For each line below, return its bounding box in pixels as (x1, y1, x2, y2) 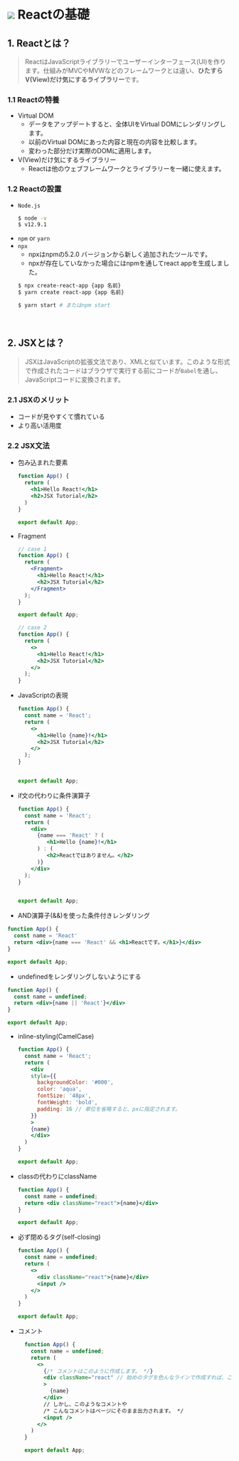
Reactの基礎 (17, 6, 90, 23)
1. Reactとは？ (7, 37, 71, 49)
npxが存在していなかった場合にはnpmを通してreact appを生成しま (28, 259, 223, 268)
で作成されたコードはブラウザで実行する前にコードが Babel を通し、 (24, 366, 222, 375)
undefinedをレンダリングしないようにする (17, 972, 142, 981)
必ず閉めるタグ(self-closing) (17, 1233, 101, 1241)
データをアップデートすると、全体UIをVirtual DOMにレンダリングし (28, 120, 226, 128)
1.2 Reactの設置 (7, 184, 62, 194)
